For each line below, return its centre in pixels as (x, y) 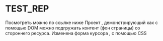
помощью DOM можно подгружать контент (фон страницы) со (73, 27)
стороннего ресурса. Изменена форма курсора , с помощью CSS (76, 33)
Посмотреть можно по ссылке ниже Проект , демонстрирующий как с (81, 22)
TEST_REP (27, 9)
